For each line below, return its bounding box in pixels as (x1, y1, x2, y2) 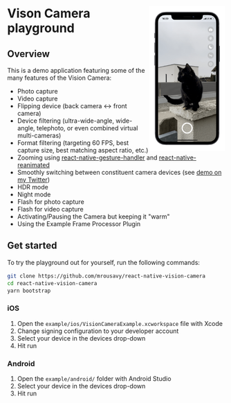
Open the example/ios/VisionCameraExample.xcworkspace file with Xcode (17, 319, 223, 327)
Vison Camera (7, 6, 91, 22)
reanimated (17, 161, 50, 169)
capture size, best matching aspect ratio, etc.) (17, 146, 149, 154)
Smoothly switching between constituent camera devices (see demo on (17, 169, 222, 176)
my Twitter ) (17, 175, 50, 184)
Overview (7, 48, 50, 60)
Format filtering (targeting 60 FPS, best (17, 139, 129, 147)
